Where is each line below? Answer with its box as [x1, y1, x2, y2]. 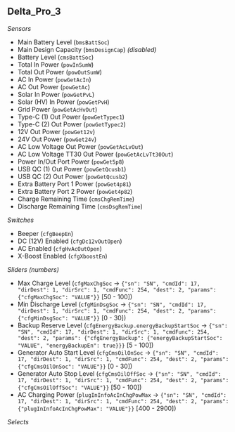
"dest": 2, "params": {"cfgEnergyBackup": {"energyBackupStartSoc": [17, 334, 223, 341]
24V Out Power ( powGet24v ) [17, 135, 97, 143]
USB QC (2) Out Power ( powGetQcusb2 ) [17, 172, 128, 181]
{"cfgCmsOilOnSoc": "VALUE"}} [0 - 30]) [17, 362, 133, 370]
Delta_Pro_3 [7, 6, 61, 18]
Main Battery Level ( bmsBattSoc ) [17, 38, 110, 46]
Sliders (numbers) [7, 265, 60, 273]
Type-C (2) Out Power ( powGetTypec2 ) [17, 119, 127, 129]
